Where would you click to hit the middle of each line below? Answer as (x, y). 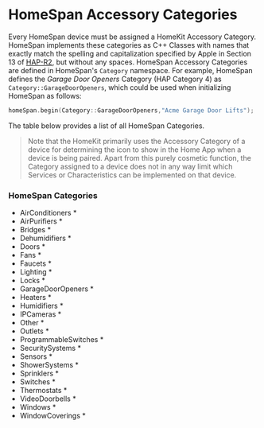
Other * (32, 323)
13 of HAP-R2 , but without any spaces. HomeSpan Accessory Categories (128, 62)
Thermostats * (43, 391)
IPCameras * (41, 314)
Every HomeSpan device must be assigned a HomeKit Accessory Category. (132, 37)
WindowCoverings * (52, 416)
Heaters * (35, 298)
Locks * (33, 281)
